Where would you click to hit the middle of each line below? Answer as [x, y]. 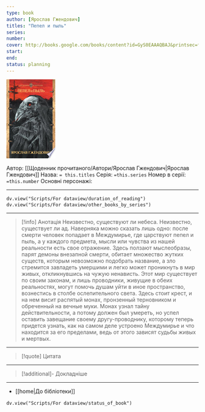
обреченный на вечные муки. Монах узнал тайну [85, 306]
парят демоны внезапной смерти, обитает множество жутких [103, 254]
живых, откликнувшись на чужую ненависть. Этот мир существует [109, 273]
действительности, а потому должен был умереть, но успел [100, 313]
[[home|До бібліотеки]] [45, 391]
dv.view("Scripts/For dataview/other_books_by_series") [79, 204]
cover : [15, 45]
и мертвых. [36, 338]
